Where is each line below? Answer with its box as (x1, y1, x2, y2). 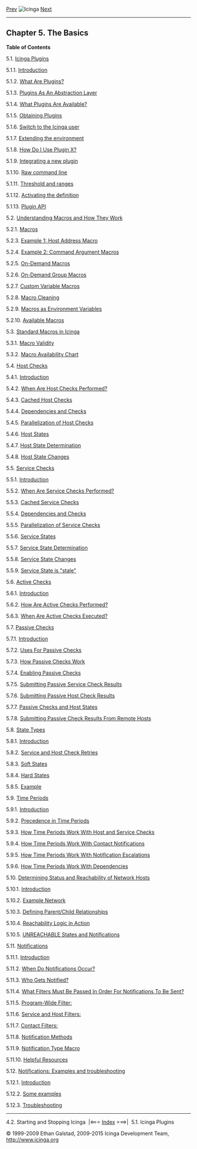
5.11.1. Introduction (6, 953, 50, 961)
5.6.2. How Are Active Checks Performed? (6, 601, 108, 608)
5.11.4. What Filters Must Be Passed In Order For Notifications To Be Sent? (6, 988, 185, 995)
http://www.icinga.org (6, 1136, 59, 1143)
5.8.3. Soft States (6, 760, 48, 767)
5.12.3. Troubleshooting (6, 1101, 63, 1108)
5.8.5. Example (6, 783, 42, 790)
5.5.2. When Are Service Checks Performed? (6, 487, 114, 494)
